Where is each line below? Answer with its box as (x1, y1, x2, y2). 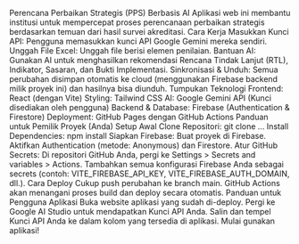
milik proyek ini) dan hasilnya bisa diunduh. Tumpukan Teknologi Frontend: (9, 84, 284, 94)
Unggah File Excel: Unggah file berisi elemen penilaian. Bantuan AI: (9, 45, 256, 56)
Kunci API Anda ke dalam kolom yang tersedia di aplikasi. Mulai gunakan (9, 216, 275, 226)
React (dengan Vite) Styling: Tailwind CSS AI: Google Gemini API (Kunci (9, 93, 272, 103)
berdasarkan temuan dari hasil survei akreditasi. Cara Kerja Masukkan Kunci (9, 27, 289, 37)
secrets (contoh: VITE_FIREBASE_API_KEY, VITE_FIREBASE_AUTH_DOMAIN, (9, 168, 290, 179)
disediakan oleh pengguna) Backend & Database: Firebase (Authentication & (9, 102, 290, 112)
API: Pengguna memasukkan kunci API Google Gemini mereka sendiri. (9, 36, 268, 46)
